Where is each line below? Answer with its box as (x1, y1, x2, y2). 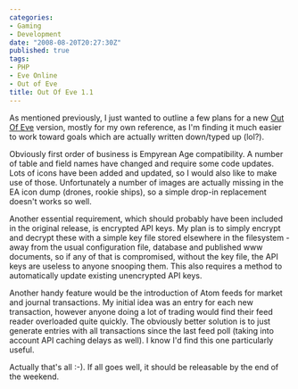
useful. (9, 344, 35, 355)
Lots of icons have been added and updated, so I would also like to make (9, 167, 277, 178)
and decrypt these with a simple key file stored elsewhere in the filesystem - (9, 232, 290, 243)
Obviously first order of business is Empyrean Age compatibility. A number (9, 148, 284, 159)
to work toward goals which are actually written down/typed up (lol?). (9, 131, 265, 142)
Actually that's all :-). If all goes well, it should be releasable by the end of (9, 361, 279, 372)
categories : (9, 12, 54, 22)
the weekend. (9, 371, 60, 382)
